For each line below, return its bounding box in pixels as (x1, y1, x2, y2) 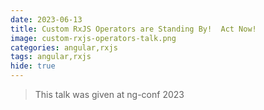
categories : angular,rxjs (10, 42, 118, 53)
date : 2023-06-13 (10, 14, 83, 25)
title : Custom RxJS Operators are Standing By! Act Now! (10, 24, 257, 34)
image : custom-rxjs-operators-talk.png (10, 33, 177, 43)
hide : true (10, 61, 56, 71)
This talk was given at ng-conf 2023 (34, 89, 185, 100)
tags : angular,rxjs (10, 52, 92, 62)
